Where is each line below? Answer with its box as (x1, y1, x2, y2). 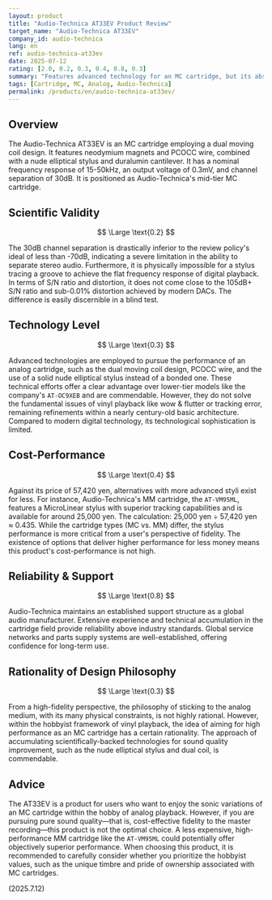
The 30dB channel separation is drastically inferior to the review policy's (8, 243, 250, 253)
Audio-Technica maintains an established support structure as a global (8, 607, 244, 617)
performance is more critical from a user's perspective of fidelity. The (8, 529, 241, 539)
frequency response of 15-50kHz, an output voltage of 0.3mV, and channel (8, 165, 257, 175)
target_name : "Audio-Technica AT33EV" (8, 27, 139, 35)
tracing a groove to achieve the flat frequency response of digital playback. (8, 269, 259, 279)
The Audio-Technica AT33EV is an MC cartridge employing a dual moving (8, 139, 254, 149)
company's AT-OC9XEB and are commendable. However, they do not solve (8, 390, 252, 400)
